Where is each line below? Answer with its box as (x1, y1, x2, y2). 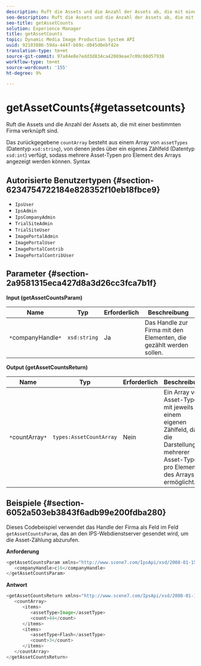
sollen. (144, 348, 163, 356)
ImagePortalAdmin (14, 234, 59, 240)
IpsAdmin (14, 208, 37, 214)
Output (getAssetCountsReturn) (6, 364, 88, 371)
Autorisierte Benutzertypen (6, 175, 112, 186)
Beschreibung (147, 308, 189, 316)
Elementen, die (144, 333, 187, 341)
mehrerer (163, 447, 190, 456)
